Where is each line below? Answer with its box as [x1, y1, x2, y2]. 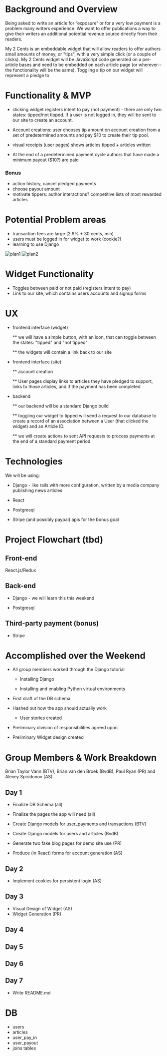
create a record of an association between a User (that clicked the [12, 418, 149, 424]
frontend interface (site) [12, 359, 62, 365]
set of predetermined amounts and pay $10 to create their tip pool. [12, 132, 150, 138]
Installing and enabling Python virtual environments [19, 686, 126, 692]
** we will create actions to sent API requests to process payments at [12, 433, 155, 439]
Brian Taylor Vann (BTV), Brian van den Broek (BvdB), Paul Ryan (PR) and [5, 768, 156, 774]
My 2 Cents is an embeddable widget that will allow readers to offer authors [5, 46, 161, 52]
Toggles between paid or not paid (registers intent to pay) [12, 285, 131, 291]
